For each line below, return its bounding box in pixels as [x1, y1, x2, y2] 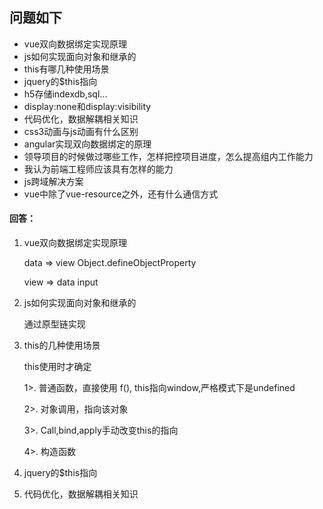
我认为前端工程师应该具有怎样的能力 [23, 163, 174, 175]
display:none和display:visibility [23, 100, 152, 112]
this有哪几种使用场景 [23, 63, 110, 75]
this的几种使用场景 [23, 339, 101, 352]
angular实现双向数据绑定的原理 [23, 138, 152, 150]
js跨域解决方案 [23, 175, 84, 187]
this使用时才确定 [23, 361, 92, 373]
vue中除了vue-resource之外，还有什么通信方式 [23, 188, 219, 200]
